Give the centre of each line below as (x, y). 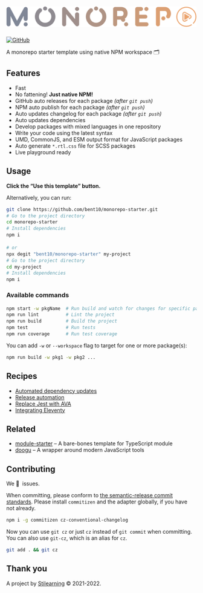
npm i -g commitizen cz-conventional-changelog (67, 520)
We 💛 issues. (23, 483)
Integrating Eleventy (40, 410)
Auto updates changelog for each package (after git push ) (88, 113)
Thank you (27, 569)
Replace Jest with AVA (43, 404)
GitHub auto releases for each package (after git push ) (84, 100)
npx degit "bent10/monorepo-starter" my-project (69, 254)
